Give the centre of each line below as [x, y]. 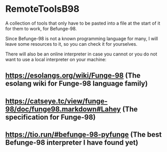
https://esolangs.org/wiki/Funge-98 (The [73, 76]
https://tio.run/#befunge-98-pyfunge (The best [84, 135]
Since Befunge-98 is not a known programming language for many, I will [82, 39]
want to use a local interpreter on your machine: [56, 59]
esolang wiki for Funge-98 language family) [77, 83]
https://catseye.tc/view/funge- [57, 101]
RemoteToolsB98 [42, 9]
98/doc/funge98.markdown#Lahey [63, 109]
